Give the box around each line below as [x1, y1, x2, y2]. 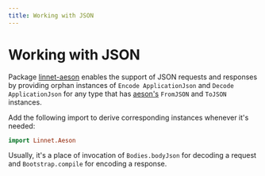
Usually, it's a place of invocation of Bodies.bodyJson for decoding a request [8, 151, 256, 160]
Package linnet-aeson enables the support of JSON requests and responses [8, 72, 258, 82]
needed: [8, 121, 36, 131]
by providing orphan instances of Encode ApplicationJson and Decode [8, 80, 234, 90]
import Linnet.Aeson [8, 136, 77, 144]
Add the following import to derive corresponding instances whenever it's [8, 113, 249, 122]
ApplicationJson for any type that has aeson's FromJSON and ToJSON [8, 89, 227, 98]
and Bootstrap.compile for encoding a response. [8, 159, 167, 169]
